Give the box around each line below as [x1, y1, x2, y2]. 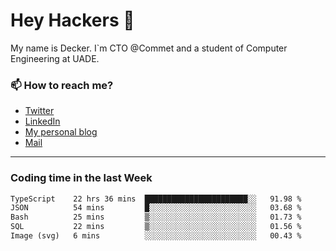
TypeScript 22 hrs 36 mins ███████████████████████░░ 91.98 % [10, 194, 302, 204]
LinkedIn [24, 115, 61, 128]
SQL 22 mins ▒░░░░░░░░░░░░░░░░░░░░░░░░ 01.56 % [10, 222, 302, 232]
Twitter [24, 105, 55, 117]
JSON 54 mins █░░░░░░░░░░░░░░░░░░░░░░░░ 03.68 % [10, 203, 302, 213]
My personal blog [24, 126, 98, 138]
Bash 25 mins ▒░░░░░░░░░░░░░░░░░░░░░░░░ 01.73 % [10, 212, 302, 223]
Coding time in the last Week [10, 171, 153, 185]
